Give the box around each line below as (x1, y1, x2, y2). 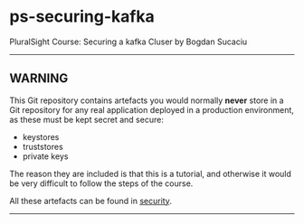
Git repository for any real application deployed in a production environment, (9, 104, 294, 115)
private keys (22, 151, 69, 162)
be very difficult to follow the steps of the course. (9, 178, 194, 189)
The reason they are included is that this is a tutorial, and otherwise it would (9, 168, 292, 179)
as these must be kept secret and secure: (9, 114, 165, 125)
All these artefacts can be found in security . (9, 195, 172, 206)
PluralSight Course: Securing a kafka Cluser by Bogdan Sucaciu (9, 36, 248, 47)
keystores (22, 131, 60, 142)
